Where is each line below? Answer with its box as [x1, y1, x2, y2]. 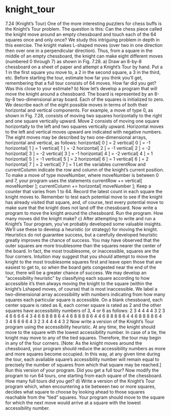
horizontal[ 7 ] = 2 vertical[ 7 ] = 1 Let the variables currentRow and [5, 161, 146, 167]
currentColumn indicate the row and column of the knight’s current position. [5, 167, 164, 173]
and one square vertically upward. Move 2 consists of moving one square [5, 118, 159, 124]
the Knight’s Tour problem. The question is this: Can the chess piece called [5, 25, 162, 32]
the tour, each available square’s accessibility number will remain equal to [5, 356, 159, 362]
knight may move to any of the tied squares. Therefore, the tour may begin [5, 334, 161, 341]
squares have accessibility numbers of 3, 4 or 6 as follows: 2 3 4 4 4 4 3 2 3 [5, 307, 165, 314]
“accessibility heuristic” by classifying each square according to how [5, 275, 150, 281]
